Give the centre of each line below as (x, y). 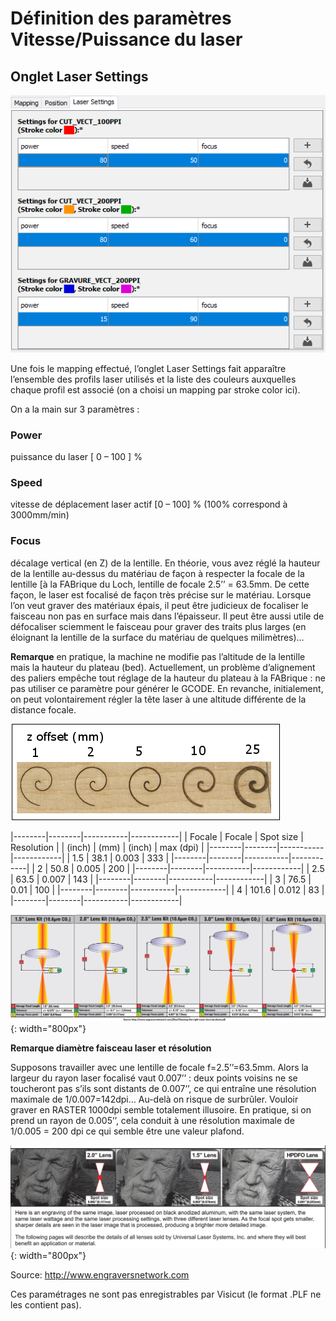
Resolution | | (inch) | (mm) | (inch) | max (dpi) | (107, 847)
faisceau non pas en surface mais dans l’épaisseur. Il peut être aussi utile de (167, 616)
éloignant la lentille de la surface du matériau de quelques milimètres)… (157, 637)
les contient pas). (46, 1305)
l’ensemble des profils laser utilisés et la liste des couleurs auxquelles (153, 379)
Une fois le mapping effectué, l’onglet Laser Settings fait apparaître (148, 368)
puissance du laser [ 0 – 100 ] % (76, 456)
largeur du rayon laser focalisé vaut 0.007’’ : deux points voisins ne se (154, 1078)
